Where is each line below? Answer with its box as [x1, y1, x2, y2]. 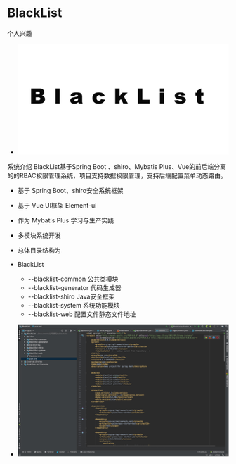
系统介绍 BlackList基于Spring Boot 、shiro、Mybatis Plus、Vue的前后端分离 [7, 163, 227, 171]
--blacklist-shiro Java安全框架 [27, 292, 115, 301]
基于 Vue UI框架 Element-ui [17, 201, 97, 210]
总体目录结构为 [17, 246, 61, 255]
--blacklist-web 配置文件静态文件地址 [27, 310, 136, 318]
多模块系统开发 [17, 231, 61, 240]
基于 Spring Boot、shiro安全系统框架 [17, 187, 124, 195]
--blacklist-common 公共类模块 [27, 275, 119, 283]
